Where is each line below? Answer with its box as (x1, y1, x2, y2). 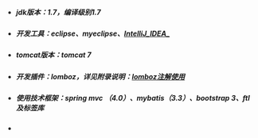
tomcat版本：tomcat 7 (15, 50, 92, 59)
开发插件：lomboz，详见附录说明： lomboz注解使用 (15, 71, 186, 81)
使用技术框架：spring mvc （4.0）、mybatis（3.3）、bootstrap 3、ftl (15, 94, 250, 103)
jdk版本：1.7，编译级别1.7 (15, 7, 101, 17)
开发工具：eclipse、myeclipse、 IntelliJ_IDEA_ (15, 29, 170, 38)
